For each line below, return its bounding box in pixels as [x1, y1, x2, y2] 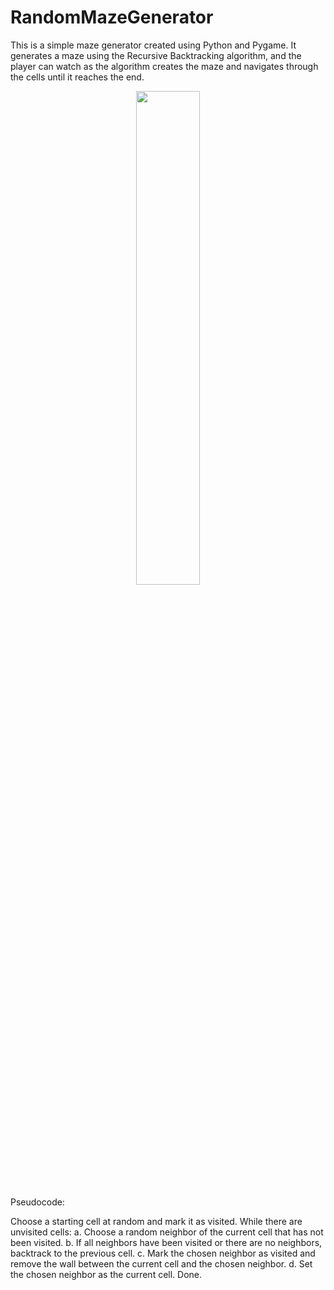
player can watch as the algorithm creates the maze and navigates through [10, 60, 319, 72]
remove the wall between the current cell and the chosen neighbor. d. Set [10, 1257, 313, 1270]
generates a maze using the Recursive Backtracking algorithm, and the [10, 49, 302, 61]
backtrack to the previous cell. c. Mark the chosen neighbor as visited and [10, 1247, 316, 1259]
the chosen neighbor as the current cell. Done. [10, 1268, 203, 1280]
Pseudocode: [10, 1196, 65, 1208]
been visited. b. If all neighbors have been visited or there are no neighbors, [10, 1236, 323, 1248]
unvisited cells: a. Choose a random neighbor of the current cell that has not [10, 1226, 324, 1238]
